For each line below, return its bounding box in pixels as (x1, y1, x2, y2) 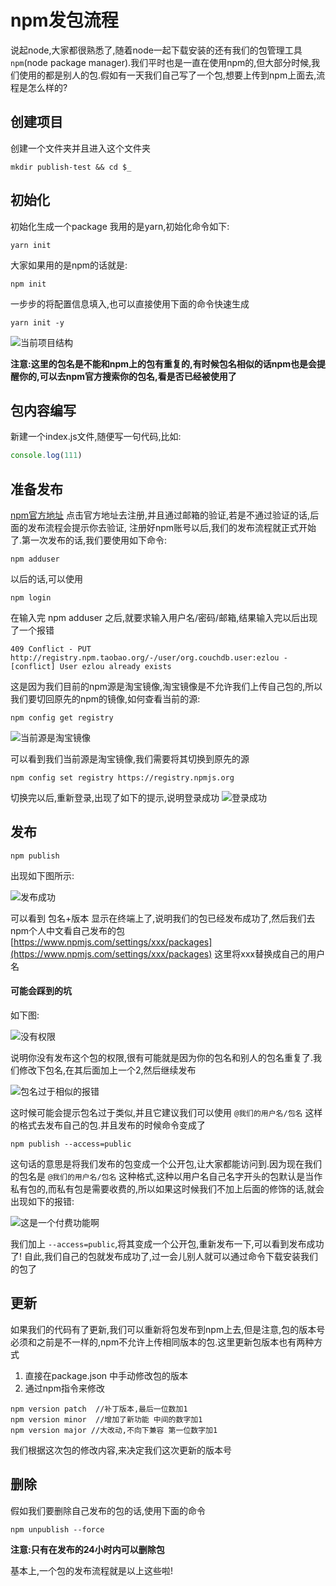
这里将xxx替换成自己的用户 (214, 947, 326, 960)
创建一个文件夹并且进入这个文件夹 (10, 142, 151, 154)
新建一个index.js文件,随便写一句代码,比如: (10, 431, 182, 443)
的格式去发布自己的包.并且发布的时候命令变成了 (10, 1119, 207, 1131)
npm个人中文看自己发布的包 (10, 924, 126, 936)
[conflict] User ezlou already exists (10, 662, 172, 672)
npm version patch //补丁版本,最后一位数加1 (10, 1404, 188, 1414)
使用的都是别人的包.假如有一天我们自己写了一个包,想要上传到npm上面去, (18, 69, 317, 81)
